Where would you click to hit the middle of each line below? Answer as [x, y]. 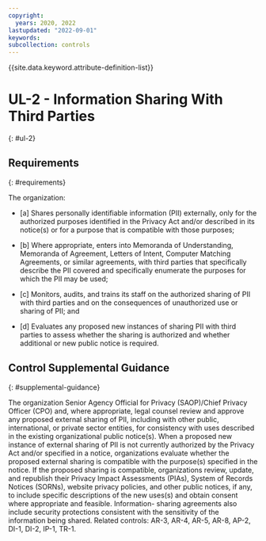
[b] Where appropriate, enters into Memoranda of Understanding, [126, 245]
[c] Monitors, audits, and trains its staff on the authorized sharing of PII [135, 294]
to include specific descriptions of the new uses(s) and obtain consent [123, 495]
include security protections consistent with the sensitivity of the [114, 512]
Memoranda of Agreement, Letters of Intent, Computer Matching [125, 253]
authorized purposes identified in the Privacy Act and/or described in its [137, 221]
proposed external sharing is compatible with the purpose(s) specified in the [133, 461]
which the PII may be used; [64, 279]
